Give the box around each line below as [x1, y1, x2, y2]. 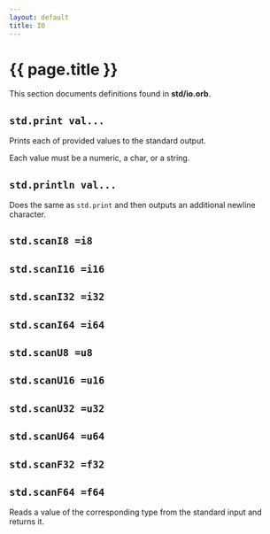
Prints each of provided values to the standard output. [9, 135, 206, 146]
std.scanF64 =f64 [9, 485, 104, 499]
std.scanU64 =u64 [9, 430, 104, 443]
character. [9, 209, 47, 220]
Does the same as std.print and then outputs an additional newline [9, 200, 257, 211]
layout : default [9, 12, 69, 22]
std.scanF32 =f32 [9, 458, 104, 470]
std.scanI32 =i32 [9, 290, 104, 304]
